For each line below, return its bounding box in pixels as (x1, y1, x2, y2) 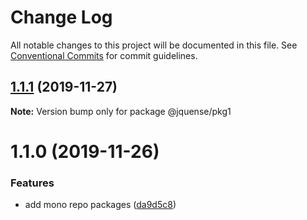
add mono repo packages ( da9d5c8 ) (24, 199, 177, 211)
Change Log (10, 6, 113, 29)
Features (10, 176, 55, 190)
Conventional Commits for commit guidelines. (10, 49, 198, 61)
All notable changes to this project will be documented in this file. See (10, 39, 298, 51)
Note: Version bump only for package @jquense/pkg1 (10, 105, 232, 117)
